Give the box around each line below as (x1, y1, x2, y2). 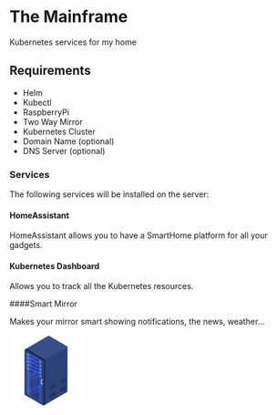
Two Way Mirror (22, 116, 84, 127)
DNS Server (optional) (22, 145, 106, 156)
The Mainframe (9, 6, 128, 27)
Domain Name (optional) (22, 135, 115, 147)
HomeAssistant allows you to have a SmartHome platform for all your (9, 230, 268, 241)
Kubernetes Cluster (22, 126, 96, 137)
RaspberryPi (22, 107, 70, 118)
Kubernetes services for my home (9, 36, 137, 47)
